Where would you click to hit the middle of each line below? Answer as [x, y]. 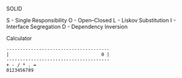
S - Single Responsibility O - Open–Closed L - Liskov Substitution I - [91, 20]
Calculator [19, 38]
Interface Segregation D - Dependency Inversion [67, 27]
